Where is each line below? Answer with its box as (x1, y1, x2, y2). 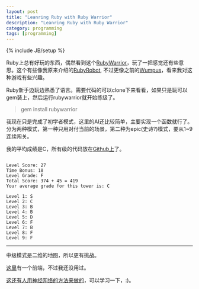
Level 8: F (6, 230, 33, 236)
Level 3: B (6, 204, 33, 210)
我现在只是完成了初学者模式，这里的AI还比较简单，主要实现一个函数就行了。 (6, 118, 193, 125)
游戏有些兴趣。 (11, 74, 48, 81)
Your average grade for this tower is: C (6, 183, 110, 190)
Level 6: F (6, 220, 33, 226)
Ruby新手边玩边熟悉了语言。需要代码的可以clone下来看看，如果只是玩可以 (6, 86, 188, 94)
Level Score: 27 (6, 162, 46, 169)
